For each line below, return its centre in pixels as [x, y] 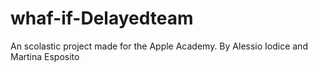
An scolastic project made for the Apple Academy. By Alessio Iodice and [159, 46]
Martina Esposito [45, 56]
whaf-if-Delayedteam [102, 18]
